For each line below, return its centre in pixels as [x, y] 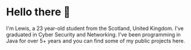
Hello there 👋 [38, 12]
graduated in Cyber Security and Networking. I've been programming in [94, 34]
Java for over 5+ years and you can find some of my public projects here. [96, 41]
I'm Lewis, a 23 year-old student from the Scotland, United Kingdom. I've [95, 28]
